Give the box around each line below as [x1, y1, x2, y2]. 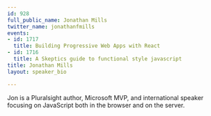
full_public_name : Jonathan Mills [7, 17, 108, 24]
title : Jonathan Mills [7, 62, 73, 69]
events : [7, 29, 30, 37]
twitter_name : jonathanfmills [7, 23, 95, 30]
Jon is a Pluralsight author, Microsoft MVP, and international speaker [7, 93, 204, 101]
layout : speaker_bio [7, 68, 68, 75]
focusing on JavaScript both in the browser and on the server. [7, 101, 185, 109]
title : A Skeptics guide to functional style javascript [13, 56, 182, 63]
